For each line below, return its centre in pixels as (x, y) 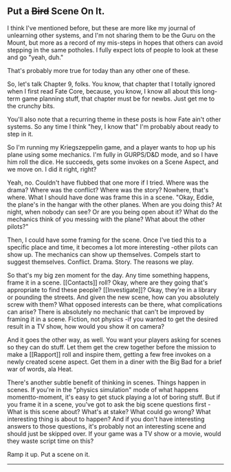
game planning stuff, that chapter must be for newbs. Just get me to (118, 99)
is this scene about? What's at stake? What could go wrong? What (117, 411)
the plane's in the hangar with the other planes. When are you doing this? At (114, 204)
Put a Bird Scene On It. (56, 11)
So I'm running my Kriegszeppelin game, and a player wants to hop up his (111, 147)
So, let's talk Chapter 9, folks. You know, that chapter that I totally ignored (111, 84)
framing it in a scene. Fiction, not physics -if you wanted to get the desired (113, 319)
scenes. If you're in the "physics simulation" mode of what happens (103, 389)
